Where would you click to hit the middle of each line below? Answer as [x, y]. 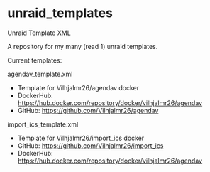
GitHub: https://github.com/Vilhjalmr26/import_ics [90, 145]
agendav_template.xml [40, 74]
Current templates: [35, 60]
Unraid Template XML [39, 33]
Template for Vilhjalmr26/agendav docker [78, 87]
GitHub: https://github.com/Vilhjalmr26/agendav [88, 110]
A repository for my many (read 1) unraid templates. [83, 46]
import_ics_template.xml [43, 124]
